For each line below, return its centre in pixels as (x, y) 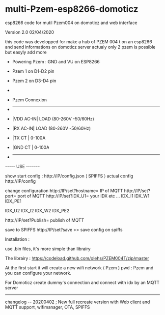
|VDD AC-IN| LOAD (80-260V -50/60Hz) (53, 118)
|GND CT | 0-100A (31, 147)
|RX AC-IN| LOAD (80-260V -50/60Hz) (51, 128)
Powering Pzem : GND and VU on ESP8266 (56, 61)
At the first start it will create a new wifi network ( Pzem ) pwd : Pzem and (79, 268)
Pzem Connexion (29, 100)
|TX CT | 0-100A (29, 138)
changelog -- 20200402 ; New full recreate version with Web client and (78, 302)
